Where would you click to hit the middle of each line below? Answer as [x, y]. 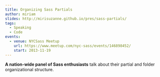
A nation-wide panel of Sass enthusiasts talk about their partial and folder [80, 64]
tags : [10, 23]
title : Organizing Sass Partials [39, 10]
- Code [16, 32]
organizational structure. [30, 69]
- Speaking [20, 28]
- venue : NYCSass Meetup [34, 41]
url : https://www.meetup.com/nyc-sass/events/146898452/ [72, 46]
